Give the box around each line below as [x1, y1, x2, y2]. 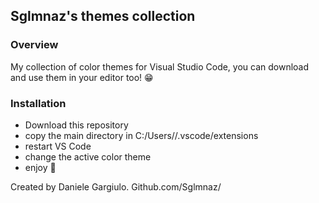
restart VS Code [24, 140, 92, 152]
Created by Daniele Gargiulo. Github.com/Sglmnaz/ [10, 180, 222, 193]
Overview [10, 38, 59, 52]
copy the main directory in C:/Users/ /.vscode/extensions [24, 129, 259, 141]
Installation [10, 96, 67, 110]
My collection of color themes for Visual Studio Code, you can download [10, 60, 310, 73]
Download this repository [24, 119, 129, 131]
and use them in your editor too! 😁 [10, 71, 154, 83]
